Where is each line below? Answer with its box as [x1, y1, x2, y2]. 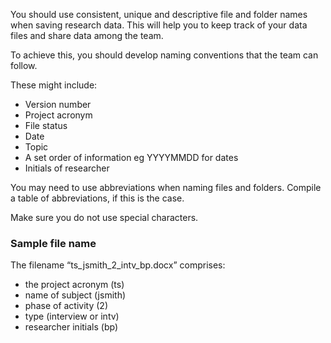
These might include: [10, 79, 98, 91]
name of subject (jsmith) [24, 289, 127, 301]
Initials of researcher [24, 162, 110, 174]
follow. [10, 60, 38, 71]
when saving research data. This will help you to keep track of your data [10, 19, 308, 31]
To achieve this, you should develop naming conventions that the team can [10, 49, 319, 61]
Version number [24, 99, 92, 110]
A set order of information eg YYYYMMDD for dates [24, 152, 239, 163]
